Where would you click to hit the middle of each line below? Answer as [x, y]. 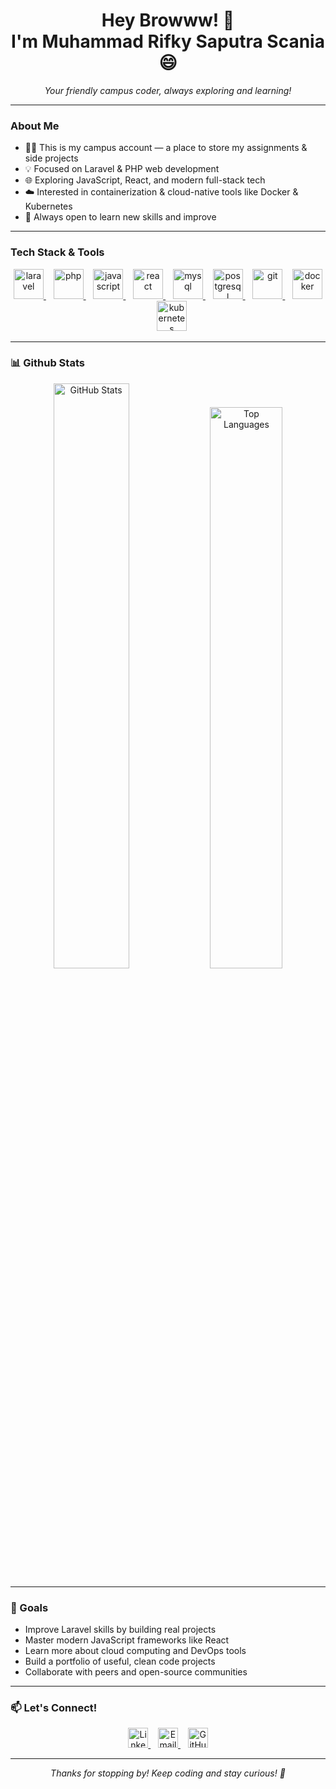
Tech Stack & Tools [57, 252]
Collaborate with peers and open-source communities [136, 1672]
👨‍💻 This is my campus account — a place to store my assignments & [166, 148]
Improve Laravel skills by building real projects [120, 1630]
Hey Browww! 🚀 [168, 20]
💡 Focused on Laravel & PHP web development [122, 169]
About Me [35, 126]
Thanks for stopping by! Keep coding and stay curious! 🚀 [168, 1773]
